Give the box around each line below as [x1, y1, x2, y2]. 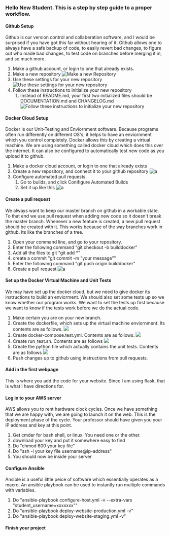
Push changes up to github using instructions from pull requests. [12, 354, 148, 361]
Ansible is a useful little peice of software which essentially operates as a [5, 476, 158, 483]
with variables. [5, 487, 36, 493]
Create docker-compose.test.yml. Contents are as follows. [12, 332, 135, 338]
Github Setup [5, 23, 34, 29]
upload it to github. [5, 153, 45, 159]
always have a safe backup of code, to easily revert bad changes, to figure [5, 45, 161, 51]
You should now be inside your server [12, 453, 92, 460]
